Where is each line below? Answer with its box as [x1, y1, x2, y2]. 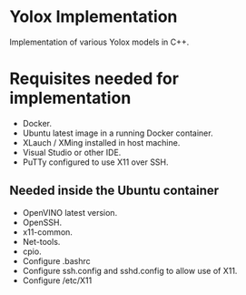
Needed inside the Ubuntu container [9, 183, 220, 198]
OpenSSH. [22, 217, 62, 228]
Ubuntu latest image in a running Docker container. [22, 127, 213, 138]
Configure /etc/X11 [22, 275, 93, 286]
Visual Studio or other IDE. [22, 147, 122, 158]
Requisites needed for [9, 68, 180, 89]
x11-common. [22, 226, 73, 238]
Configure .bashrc [22, 255, 91, 266]
